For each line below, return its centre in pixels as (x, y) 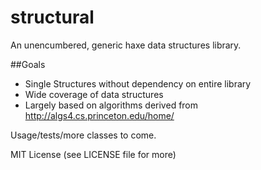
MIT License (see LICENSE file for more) (93, 154)
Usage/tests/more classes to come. (83, 135)
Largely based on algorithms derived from (111, 105)
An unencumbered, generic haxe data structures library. (126, 45)
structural (52, 17)
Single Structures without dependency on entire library (138, 83)
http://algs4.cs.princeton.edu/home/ (99, 115)
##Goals (28, 64)
